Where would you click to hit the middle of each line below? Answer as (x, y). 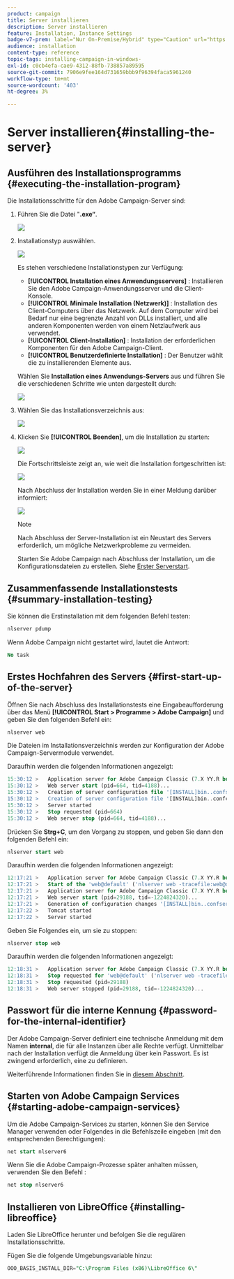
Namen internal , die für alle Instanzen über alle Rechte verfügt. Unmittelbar (116, 1046)
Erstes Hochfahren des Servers (77, 677)
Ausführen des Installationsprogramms (94, 173)
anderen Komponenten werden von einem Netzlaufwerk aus (114, 326)
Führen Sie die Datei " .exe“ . (57, 215)
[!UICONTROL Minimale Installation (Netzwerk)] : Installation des (123, 303)
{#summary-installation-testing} (80, 599)
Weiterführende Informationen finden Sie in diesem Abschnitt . (96, 1074)
